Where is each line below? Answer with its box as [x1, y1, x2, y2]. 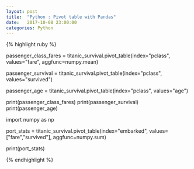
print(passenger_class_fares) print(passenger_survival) [6, 99, 139, 106]
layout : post [6, 8, 38, 15]
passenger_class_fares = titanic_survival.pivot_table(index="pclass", [6, 52, 171, 59]
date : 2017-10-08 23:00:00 [6, 19, 77, 25]
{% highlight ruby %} [6, 41, 57, 48]
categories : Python [6, 25, 54, 31]
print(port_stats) [6, 145, 45, 152]
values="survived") [6, 76, 53, 83]
